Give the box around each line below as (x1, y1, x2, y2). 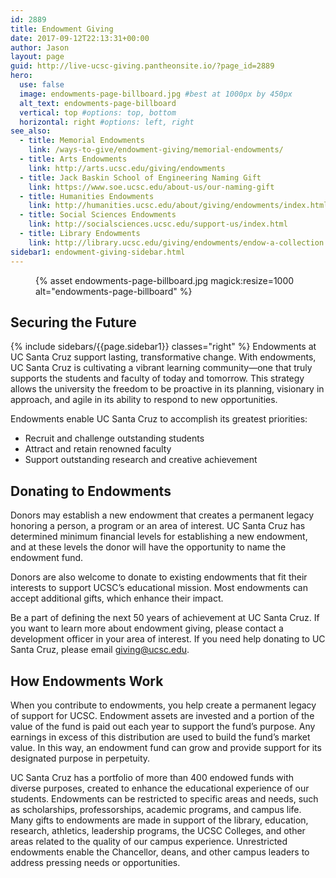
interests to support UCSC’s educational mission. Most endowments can (10, 582, 308, 594)
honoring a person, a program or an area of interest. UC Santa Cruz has (10, 520, 306, 532)
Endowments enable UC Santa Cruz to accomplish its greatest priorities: (10, 413, 308, 425)
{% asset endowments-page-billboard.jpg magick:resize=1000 (35, 274, 295, 286)
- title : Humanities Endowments (19, 191, 155, 201)
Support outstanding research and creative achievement (24, 454, 258, 466)
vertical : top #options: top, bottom (19, 107, 177, 118)
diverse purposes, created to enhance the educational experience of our (10, 782, 310, 794)
